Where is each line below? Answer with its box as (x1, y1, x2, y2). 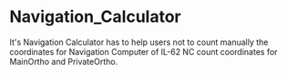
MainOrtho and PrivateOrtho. (9, 56, 118, 67)
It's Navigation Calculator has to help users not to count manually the (9, 37, 269, 48)
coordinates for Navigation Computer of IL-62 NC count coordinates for (9, 46, 278, 57)
